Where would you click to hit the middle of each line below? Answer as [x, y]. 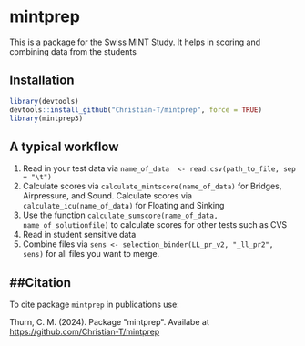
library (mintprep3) [46, 118]
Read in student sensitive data [79, 235]
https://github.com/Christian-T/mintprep [85, 331]
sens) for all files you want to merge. [91, 254]
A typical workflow [64, 146]
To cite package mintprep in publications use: [94, 304]
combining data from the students [73, 51]
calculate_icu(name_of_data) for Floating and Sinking [123, 206]
